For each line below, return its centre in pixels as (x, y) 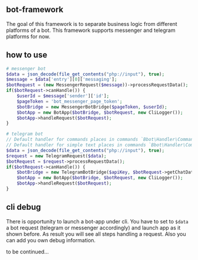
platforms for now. (28, 36)
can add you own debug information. (51, 240)
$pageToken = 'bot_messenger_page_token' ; (70, 101)
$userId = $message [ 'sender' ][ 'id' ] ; (63, 96)
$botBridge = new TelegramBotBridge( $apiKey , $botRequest (89, 172)
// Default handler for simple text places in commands (76, 145)
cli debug (24, 207)
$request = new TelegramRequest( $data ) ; (57, 156)
